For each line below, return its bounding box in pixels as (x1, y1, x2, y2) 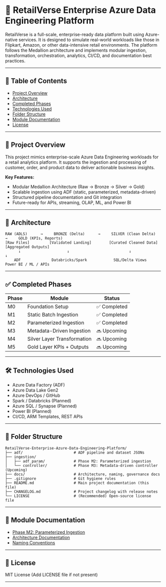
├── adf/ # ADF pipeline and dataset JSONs (5, 450, 145, 455)
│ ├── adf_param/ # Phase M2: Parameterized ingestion (5, 458, 152, 463)
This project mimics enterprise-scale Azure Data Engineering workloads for (5, 154, 159, 160)
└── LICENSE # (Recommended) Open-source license (5, 493, 152, 498)
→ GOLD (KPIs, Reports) (5, 236, 63, 241)
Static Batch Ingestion (27, 311, 79, 318)
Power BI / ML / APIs (5, 262, 50, 267)
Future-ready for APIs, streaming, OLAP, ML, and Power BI (12, 199, 132, 205)
